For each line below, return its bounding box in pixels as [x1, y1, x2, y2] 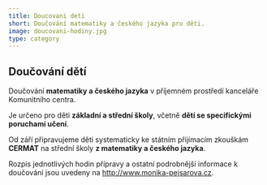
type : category [8, 34, 60, 43]
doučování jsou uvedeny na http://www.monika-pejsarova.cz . [8, 168, 214, 178]
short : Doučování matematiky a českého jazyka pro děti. [8, 19, 205, 28]
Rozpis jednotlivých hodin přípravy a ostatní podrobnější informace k [8, 159, 238, 169]
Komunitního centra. [8, 95, 76, 105]
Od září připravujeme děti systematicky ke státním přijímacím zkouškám [8, 135, 249, 144]
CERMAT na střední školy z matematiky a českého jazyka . [8, 144, 206, 153]
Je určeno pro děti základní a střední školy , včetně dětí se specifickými [8, 110, 252, 120]
